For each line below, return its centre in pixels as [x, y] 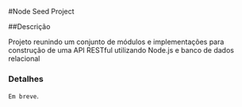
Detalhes [26, 79]
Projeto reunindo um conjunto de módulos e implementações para [116, 42]
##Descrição [29, 26]
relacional [24, 59]
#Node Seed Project [41, 11]
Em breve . [24, 96]
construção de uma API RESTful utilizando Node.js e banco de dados [121, 50]
